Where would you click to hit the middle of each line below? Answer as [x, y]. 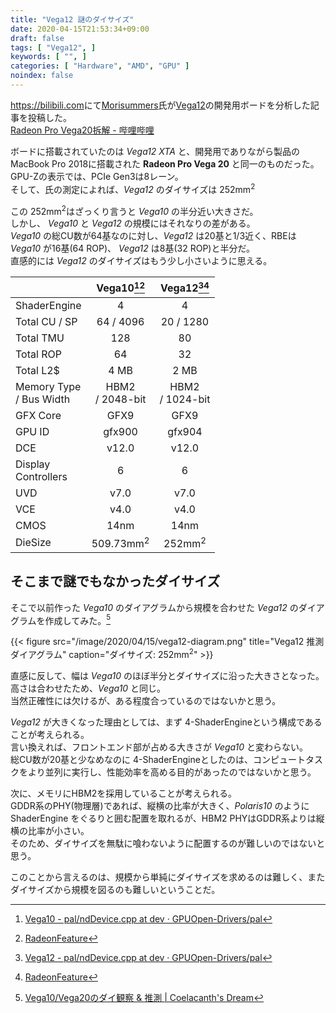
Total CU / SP [46, 321]
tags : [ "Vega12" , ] [53, 47]
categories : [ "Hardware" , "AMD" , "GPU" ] [100, 66]
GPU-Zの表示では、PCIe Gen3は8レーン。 [97, 176]
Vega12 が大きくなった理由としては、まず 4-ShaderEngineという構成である [166, 722]
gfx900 [120, 431]
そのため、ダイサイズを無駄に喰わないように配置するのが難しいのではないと [168, 843]
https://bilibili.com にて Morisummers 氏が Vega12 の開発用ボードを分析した [160, 105]
